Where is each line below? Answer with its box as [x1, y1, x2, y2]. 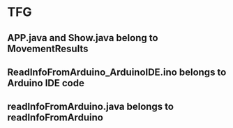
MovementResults [7, 42, 89, 54]
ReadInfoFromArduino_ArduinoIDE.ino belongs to [7, 66, 227, 78]
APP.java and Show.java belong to [7, 32, 158, 44]
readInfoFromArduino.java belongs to [7, 101, 174, 113]
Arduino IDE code [7, 77, 85, 89]
